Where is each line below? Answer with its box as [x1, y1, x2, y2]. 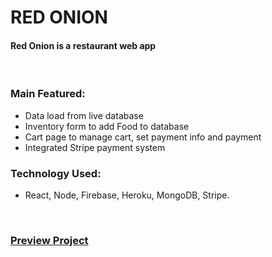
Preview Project [10, 233, 89, 247]
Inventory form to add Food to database [24, 120, 190, 132]
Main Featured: [10, 87, 86, 101]
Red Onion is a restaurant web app [10, 39, 157, 51]
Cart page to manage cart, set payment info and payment [24, 131, 262, 143]
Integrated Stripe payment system [24, 141, 166, 153]
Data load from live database [24, 109, 144, 121]
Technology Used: [10, 166, 102, 180]
